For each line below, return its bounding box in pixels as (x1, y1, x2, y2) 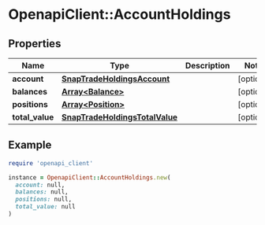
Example (8, 138, 52, 152)
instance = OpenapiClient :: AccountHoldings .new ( (8, 173, 171, 182)
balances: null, (15, 188, 69, 196)
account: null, (15, 181, 65, 189)
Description (185, 61, 230, 71)
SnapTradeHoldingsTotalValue (62, 112, 178, 123)
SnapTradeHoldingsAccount (62, 73, 170, 84)
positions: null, (15, 195, 73, 204)
